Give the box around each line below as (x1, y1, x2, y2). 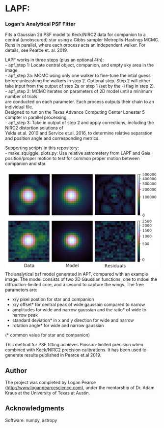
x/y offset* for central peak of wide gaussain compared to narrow (12, 301, 145, 308)
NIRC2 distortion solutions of (5, 125, 64, 131)
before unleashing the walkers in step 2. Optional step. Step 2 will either (5, 78, 151, 84)
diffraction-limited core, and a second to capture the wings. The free (5, 282, 144, 288)
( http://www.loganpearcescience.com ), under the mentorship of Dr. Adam (5, 385, 155, 391)
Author (5, 366, 27, 375)
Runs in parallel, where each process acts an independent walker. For (5, 42, 146, 48)
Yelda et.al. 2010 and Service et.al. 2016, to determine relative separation (5, 130, 153, 136)
